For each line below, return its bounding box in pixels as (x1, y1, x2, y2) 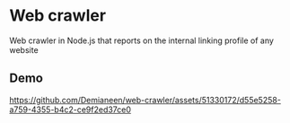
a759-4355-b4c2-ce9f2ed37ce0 (9, 104, 132, 115)
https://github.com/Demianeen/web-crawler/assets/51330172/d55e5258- (9, 94, 281, 105)
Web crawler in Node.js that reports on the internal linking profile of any (9, 35, 274, 46)
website (9, 44, 39, 55)
